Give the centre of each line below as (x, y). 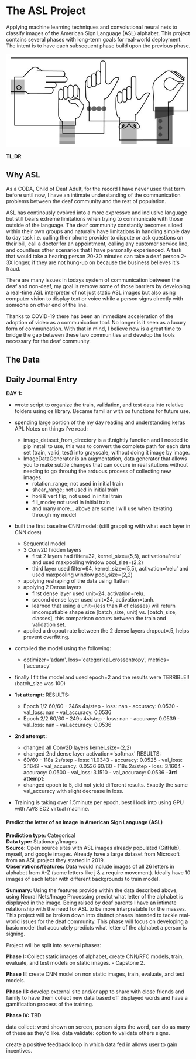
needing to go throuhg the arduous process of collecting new (97, 471)
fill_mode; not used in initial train (71, 503)
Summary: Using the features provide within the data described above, (92, 890)
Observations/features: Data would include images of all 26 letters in (90, 866)
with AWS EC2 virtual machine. (52, 809)
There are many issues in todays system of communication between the (93, 280)
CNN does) (28, 532)
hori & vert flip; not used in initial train (77, 496)
